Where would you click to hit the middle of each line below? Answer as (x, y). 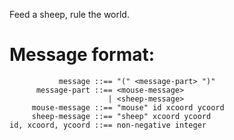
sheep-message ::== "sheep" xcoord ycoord (121, 116)
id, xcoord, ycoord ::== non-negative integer (108, 125)
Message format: (82, 55)
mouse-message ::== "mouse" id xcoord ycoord (128, 107)
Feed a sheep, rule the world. (69, 14)
